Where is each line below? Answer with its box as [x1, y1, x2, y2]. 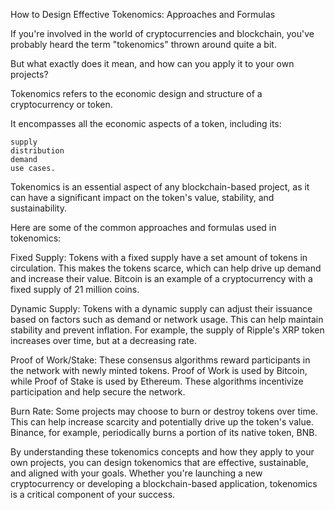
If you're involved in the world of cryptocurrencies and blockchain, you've [10, 28, 315, 39]
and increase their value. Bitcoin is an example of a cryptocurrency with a [10, 273, 313, 284]
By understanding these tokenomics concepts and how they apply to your [10, 446, 315, 458]
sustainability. [10, 202, 67, 214]
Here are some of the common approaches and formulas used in [10, 222, 277, 233]
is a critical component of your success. [10, 489, 176, 500]
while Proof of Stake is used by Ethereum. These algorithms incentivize [10, 375, 304, 387]
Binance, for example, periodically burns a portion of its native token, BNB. [10, 427, 318, 438]
